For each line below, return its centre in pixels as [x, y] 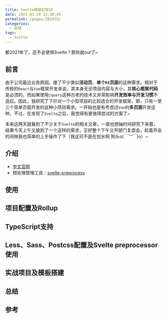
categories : [17, 24]
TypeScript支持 [29, 227]
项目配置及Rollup [32, 208]
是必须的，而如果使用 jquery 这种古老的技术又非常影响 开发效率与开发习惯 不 [82, 94]
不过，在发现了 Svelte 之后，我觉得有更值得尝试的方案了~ [72, 113]
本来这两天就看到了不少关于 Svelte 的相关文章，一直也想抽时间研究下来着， [82, 124]
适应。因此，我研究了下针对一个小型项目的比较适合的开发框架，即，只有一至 [83, 101]
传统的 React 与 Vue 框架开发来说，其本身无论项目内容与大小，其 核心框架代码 [82, 88]
